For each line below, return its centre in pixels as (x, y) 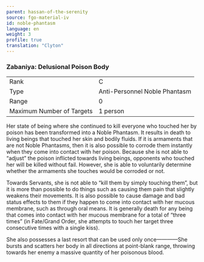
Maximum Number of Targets (51, 111)
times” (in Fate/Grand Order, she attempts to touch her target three (90, 221)
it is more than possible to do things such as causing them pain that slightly (100, 189)
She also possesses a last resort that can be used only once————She (97, 240)
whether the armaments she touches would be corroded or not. (86, 171)
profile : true (24, 40)
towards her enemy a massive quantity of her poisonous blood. (85, 252)
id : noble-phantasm (31, 23)
